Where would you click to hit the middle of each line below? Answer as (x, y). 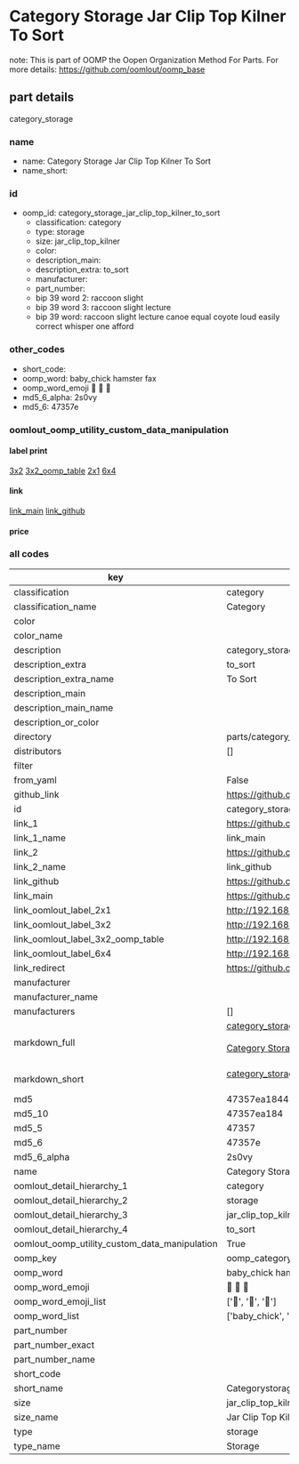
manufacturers (44, 1011)
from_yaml (36, 780)
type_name (37, 1445)
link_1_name (40, 838)
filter (24, 765)
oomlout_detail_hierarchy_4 (71, 1229)
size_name (36, 1417)
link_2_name (40, 866)
